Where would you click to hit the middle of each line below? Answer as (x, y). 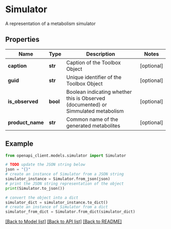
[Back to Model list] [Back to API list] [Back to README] (64, 222)
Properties (22, 40)
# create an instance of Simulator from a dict (57, 207)
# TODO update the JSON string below (45, 165)
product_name (26, 122)
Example (19, 144)
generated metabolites (93, 125)
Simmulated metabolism (95, 111)
